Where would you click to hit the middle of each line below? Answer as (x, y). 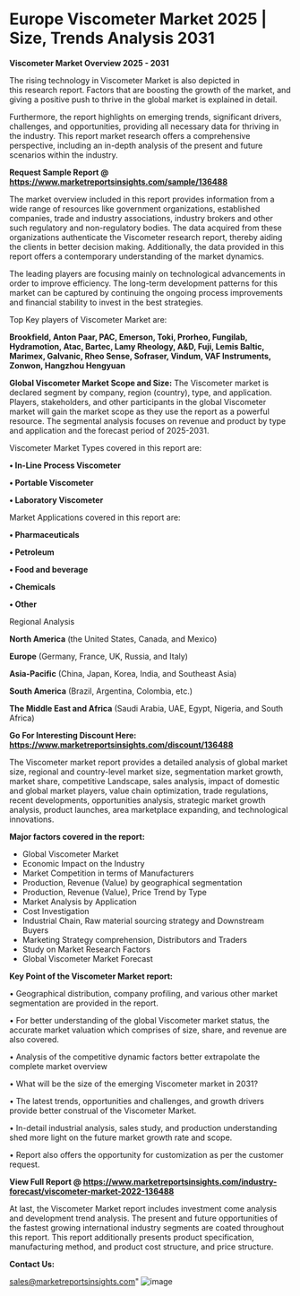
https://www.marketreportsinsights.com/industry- (180, 1181)
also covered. (34, 1039)
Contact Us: (32, 1264)
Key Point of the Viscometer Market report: (91, 976)
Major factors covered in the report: (77, 836)
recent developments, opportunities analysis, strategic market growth (137, 800)
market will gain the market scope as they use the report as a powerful (140, 411)
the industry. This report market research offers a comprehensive (130, 135)
